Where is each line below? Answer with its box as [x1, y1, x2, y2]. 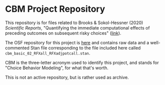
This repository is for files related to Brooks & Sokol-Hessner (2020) [5, 20, 143, 26]
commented [5, 45, 30, 51]
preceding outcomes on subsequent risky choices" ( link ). [5, 30, 122, 36]
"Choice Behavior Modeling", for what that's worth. [5, 65, 109, 71]
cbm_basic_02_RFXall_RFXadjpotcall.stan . [5, 50, 91, 56]
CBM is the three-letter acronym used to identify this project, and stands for [5, 59, 159, 65]
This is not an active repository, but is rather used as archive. [5, 74, 129, 80]
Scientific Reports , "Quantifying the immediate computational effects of [5, 25, 150, 30]
